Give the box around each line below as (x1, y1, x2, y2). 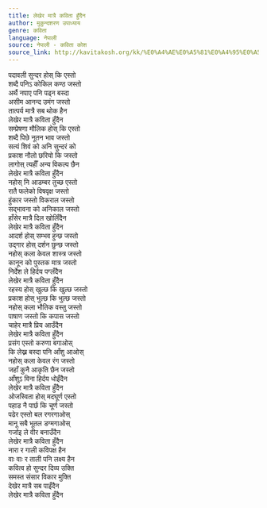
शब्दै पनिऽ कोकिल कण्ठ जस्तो (8, 79, 82, 88)
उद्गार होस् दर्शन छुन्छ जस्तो (8, 240, 79, 249)
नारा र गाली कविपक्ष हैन (8, 445, 66, 455)
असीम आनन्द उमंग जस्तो (8, 97, 71, 106)
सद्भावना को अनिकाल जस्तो (8, 204, 79, 214)
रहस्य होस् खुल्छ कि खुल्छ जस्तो (8, 285, 88, 294)
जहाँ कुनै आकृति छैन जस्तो (8, 365, 75, 374)
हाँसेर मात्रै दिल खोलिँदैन (8, 214, 67, 222)
